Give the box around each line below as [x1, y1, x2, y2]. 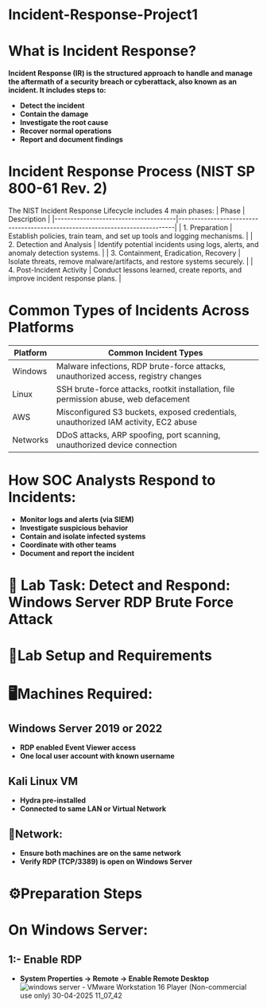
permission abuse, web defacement [56, 394, 191, 404]
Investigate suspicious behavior [19, 523, 129, 532]
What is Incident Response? [8, 42, 197, 61]
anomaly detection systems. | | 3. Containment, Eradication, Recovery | [8, 249, 241, 258]
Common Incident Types [108, 347, 203, 358]
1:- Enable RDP [8, 952, 82, 966]
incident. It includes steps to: [8, 85, 106, 95]
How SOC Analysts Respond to [8, 472, 216, 489]
